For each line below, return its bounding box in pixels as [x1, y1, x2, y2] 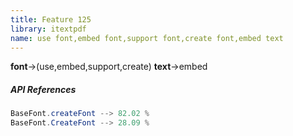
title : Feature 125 [10, 14, 92, 25]
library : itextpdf [10, 24, 87, 34]
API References [10, 83, 77, 95]
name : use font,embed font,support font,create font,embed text [10, 33, 284, 43]
